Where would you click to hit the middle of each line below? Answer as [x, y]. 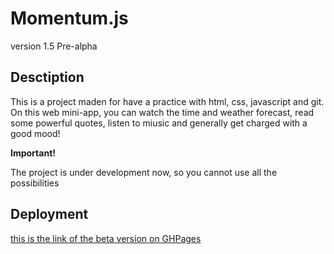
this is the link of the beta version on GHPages [106, 238]
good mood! [35, 133]
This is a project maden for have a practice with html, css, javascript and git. [167, 101]
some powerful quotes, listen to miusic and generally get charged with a [159, 123]
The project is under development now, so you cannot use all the [144, 172]
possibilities [35, 183]
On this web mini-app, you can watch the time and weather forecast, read [162, 112]
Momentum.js [69, 18]
